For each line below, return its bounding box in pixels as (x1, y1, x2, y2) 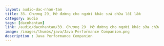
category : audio (5, 16, 38, 21)
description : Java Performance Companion (5, 34, 93, 39)
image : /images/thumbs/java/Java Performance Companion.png (5, 29, 130, 34)
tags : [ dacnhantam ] (5, 20, 45, 25)
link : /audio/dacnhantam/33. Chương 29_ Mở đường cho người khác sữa (5, 25, 150, 30)
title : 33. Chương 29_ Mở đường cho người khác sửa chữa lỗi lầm (5, 11, 141, 16)
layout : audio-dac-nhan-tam (5, 7, 62, 12)
